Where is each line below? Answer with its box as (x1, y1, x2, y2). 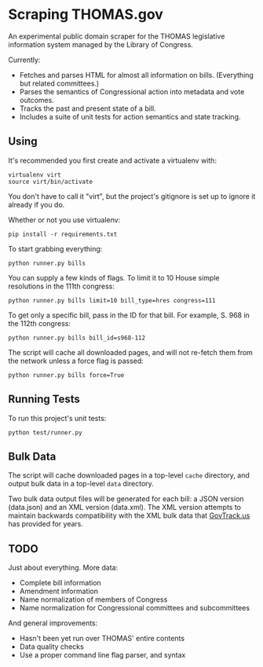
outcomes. (19, 95, 55, 104)
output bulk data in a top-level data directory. (8, 479, 155, 489)
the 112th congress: (8, 318, 71, 328)
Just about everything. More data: (8, 563, 119, 573)
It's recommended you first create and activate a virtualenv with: (8, 156, 217, 165)
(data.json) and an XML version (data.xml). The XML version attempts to (8, 503, 242, 512)
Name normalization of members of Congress (19, 595, 168, 604)
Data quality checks (19, 642, 84, 651)
